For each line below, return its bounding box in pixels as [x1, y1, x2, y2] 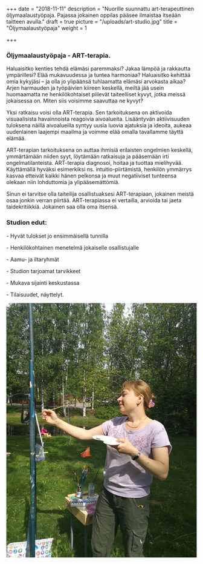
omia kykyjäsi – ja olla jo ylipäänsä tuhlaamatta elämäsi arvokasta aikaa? [6, 78, 186, 85]
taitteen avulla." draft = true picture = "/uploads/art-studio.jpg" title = [6, 18, 178, 25]
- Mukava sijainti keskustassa [6, 279, 80, 287]
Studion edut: [6, 218, 47, 227]
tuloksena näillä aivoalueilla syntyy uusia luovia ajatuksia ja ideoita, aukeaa [6, 122, 192, 129]
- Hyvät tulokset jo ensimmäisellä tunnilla [6, 232, 109, 239]
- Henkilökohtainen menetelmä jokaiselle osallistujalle [6, 244, 139, 251]
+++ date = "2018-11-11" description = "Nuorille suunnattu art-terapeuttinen [6, 5, 195, 12]
